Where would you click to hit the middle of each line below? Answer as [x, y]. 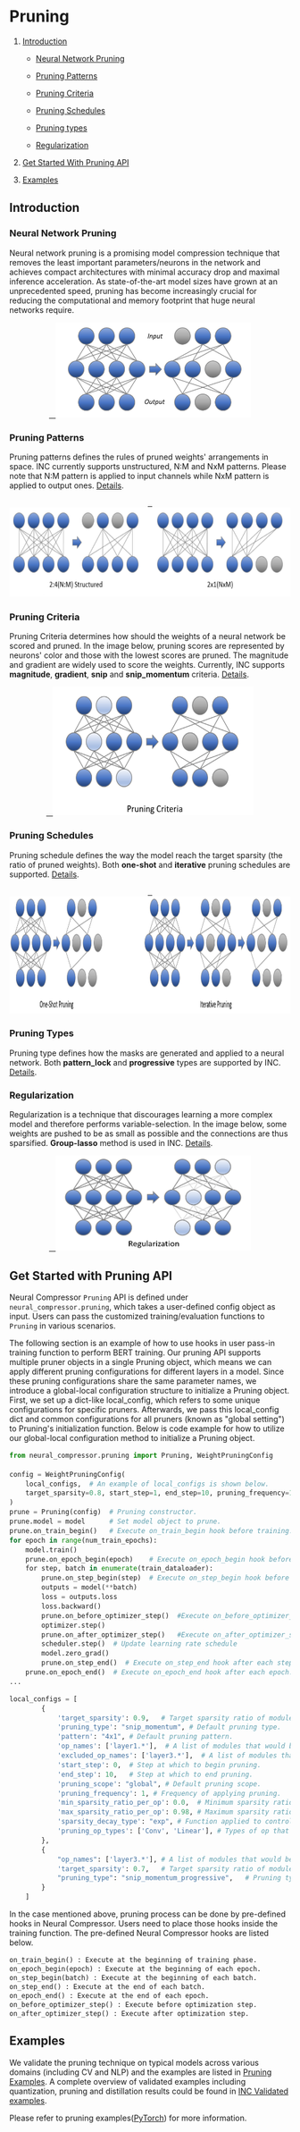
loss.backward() [71, 1606]
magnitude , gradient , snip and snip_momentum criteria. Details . [129, 674]
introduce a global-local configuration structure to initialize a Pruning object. [150, 1390]
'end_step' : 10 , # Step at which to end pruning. [155, 1774]
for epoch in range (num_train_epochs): [83, 1540]
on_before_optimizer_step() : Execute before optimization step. [133, 2005]
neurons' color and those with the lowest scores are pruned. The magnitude [149, 655]
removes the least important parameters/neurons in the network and [135, 262]
